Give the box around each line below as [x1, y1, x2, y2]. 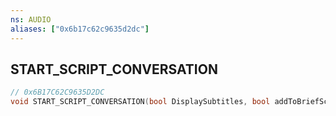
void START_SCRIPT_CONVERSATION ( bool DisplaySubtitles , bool [10, 97, 271, 107]
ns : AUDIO [10, 14, 52, 25]
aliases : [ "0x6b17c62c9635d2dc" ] [10, 24, 150, 34]
